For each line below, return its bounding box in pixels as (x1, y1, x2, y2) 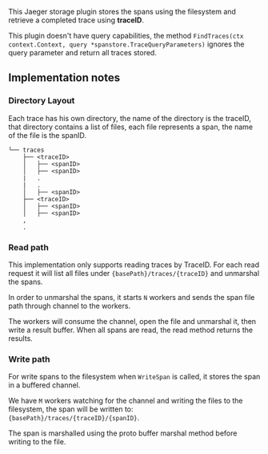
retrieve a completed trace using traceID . (8, 15, 144, 25)
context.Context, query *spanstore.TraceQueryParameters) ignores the (8, 39, 245, 49)
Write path (8, 353, 50, 364)
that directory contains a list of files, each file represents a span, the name (8, 122, 254, 132)
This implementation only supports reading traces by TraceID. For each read (8, 260, 260, 270)
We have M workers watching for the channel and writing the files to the (8, 396, 243, 406)
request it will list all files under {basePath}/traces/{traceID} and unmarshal (8, 268, 260, 278)
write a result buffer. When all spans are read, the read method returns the (8, 325, 254, 334)
